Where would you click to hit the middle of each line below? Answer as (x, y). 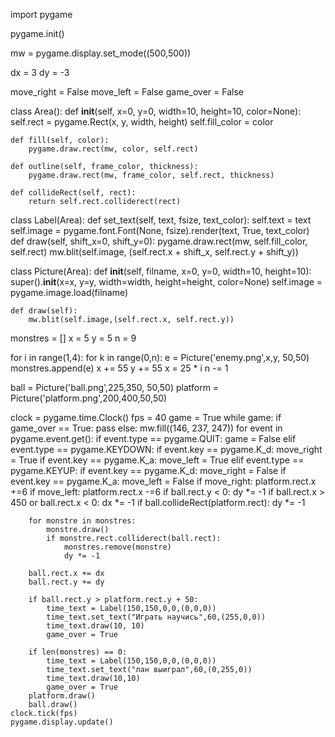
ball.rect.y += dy (66, 582)
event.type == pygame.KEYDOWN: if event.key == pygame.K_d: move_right (166, 449)
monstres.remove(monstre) (117, 547)
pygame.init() (37, 33)
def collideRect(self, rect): (73, 193)
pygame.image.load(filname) (69, 292)
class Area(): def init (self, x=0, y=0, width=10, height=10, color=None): (156, 111)
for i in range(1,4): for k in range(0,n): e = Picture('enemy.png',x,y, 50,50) (160, 357)
